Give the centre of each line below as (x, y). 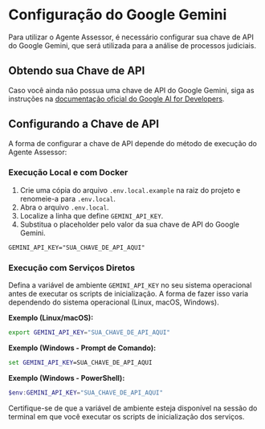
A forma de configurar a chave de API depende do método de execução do (132, 143)
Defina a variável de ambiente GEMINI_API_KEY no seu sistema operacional (130, 285)
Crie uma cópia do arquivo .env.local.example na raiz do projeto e (130, 190)
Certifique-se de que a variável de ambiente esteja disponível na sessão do (133, 408)
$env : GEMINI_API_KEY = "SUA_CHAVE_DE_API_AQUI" (86, 392)
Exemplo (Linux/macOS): (51, 318)
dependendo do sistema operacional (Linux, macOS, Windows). (114, 302)
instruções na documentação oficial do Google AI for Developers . (116, 99)
